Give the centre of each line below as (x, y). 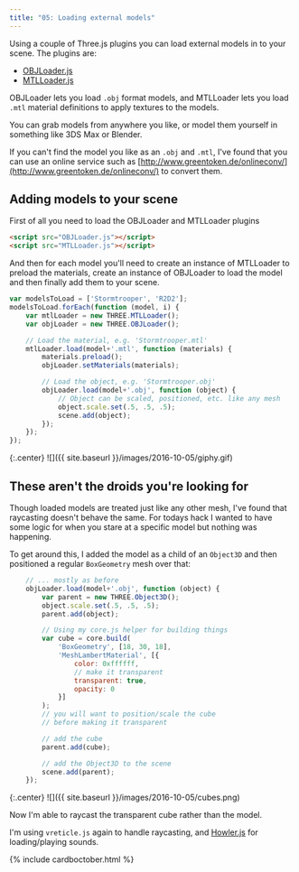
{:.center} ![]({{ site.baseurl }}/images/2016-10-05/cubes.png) (125, 798)
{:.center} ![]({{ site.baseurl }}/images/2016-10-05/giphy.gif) (121, 458)
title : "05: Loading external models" (82, 18)
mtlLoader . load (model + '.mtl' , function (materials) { (129, 348)
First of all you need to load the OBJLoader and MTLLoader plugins (135, 221)
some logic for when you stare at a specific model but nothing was (133, 527)
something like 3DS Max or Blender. (76, 134)
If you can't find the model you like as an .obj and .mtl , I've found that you (149, 152)
